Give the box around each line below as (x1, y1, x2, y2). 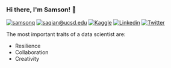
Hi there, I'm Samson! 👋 (6, 5, 76, 14)
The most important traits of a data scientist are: (6, 31, 126, 38)
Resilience (14, 42, 41, 50)
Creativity (14, 55, 40, 63)
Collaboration (14, 49, 49, 56)
